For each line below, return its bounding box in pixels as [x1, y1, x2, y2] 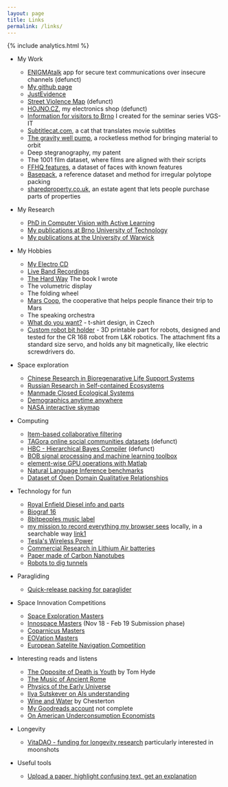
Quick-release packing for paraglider [27, 585, 132, 594]
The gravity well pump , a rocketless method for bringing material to [27, 134, 218, 142]
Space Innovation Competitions [16, 599, 106, 607]
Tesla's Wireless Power [27, 537, 94, 545]
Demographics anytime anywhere [27, 396, 124, 404]
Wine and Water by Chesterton [27, 697, 115, 705]
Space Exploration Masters [27, 612, 104, 620]
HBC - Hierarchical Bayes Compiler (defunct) [27, 444, 155, 453]
